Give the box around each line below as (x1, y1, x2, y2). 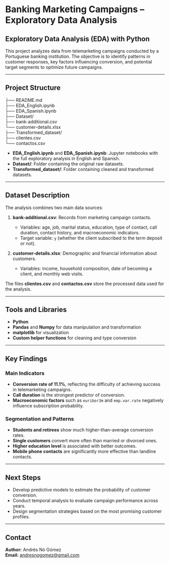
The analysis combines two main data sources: (5, 204, 103, 210)
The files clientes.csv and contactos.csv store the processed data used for (5, 280, 164, 287)
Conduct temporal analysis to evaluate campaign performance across (12, 498, 158, 504)
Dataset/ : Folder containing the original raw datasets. (12, 161, 124, 167)
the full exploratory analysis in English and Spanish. (12, 155, 120, 161)
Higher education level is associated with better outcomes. (12, 443, 137, 449)
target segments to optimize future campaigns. (5, 64, 103, 70)
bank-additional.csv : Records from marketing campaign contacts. (12, 214, 152, 220)
